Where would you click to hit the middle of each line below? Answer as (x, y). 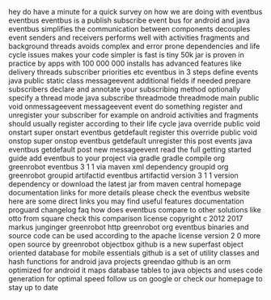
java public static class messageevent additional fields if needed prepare (129, 81)
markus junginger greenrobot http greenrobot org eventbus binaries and (129, 227)
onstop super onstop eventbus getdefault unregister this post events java (131, 141)
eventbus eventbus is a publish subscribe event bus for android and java (129, 20)
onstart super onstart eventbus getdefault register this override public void (133, 132)
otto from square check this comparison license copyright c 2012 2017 (126, 219)
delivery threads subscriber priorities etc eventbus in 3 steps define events (133, 72)
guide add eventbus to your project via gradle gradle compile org (116, 158)
